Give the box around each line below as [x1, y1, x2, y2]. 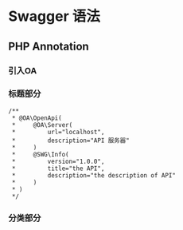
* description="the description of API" [11, 171, 177, 180]
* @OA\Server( [11, 121, 73, 129]
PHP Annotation [8, 39, 89, 53]
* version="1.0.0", [11, 157, 105, 165]
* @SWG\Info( [11, 150, 69, 158]
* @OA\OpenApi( [11, 113, 62, 122]
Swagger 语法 [8, 7, 101, 26]
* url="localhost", [11, 128, 105, 136]
